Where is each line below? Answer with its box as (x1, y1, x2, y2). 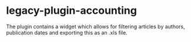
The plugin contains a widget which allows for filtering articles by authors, (6, 23, 185, 30)
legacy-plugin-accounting (6, 4, 137, 17)
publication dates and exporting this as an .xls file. (6, 29, 128, 36)
